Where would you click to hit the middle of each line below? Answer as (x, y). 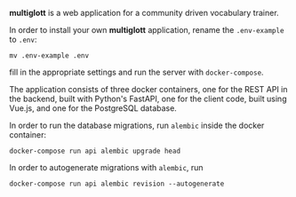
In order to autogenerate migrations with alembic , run (106, 167)
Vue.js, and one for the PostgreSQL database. (93, 108)
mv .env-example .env (49, 56)
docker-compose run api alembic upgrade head (95, 151)
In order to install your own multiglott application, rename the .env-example (147, 30)
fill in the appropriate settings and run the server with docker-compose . (136, 72)
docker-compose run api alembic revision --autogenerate (117, 184)
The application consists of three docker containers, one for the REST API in (148, 89)
